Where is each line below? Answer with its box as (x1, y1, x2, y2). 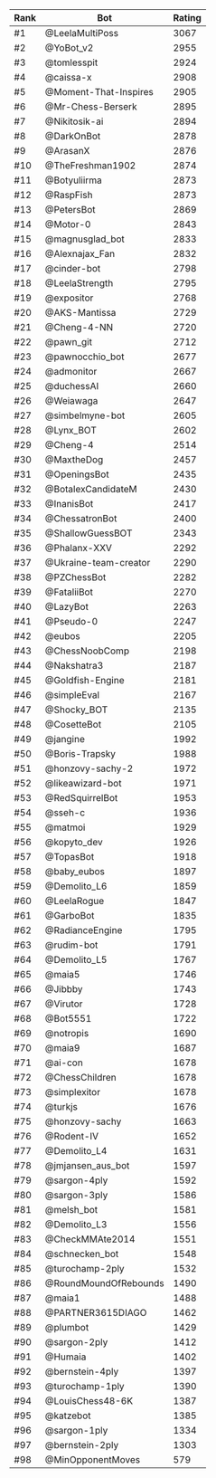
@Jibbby (44, 983, 83, 995)
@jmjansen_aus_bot (44, 1159, 130, 1171)
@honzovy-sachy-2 (44, 762, 134, 775)
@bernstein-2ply (44, 1439, 119, 1451)
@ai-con (44, 1056, 83, 1069)
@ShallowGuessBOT (44, 527, 133, 539)
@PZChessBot (44, 571, 107, 583)
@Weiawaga (44, 395, 99, 406)
